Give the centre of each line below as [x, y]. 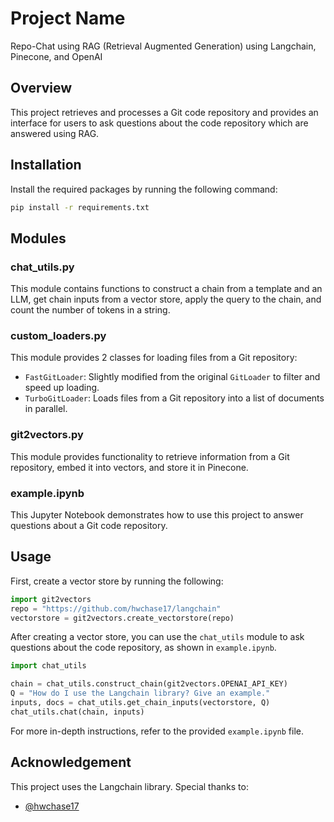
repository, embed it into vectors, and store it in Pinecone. [129, 467]
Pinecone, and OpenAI [56, 56]
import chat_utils [48, 666]
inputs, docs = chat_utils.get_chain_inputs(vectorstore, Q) [140, 703]
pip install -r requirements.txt [80, 207]
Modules [38, 238]
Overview [41, 88]
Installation [46, 165]
